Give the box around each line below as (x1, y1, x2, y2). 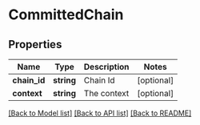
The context (83, 88, 130, 99)
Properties (8, 38, 62, 51)
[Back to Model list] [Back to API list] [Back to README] (8, 108, 192, 118)
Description (83, 62, 130, 72)
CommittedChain (8, 6, 124, 24)
